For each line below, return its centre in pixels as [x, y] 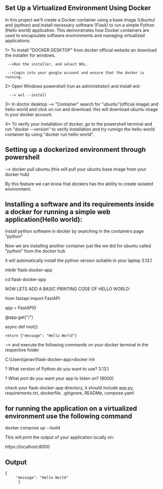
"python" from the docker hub [35, 251]
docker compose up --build [33, 428]
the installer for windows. [30, 55]
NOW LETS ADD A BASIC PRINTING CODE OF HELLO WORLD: [68, 289]
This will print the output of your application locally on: [60, 437]
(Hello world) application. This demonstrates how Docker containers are [77, 30]
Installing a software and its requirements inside [80, 204]
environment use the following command [69, 416]
